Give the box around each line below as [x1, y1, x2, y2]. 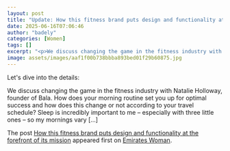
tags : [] [7, 42, 32, 49]
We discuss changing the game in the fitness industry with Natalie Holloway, [7, 86, 222, 94]
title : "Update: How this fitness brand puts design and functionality [7, 16, 216, 23]
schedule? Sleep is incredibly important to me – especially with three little [7, 108, 214, 116]
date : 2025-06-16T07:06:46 [7, 23, 84, 29]
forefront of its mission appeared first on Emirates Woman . [7, 136, 172, 144]
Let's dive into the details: [7, 73, 80, 81]
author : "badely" [7, 29, 57, 36]
